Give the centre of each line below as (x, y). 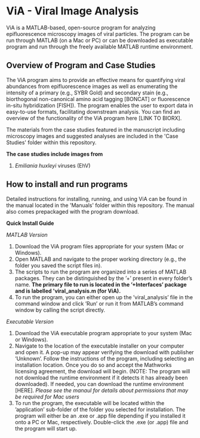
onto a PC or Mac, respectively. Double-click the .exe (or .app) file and (101, 422)
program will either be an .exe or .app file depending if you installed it (100, 416)
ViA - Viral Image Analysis (73, 11)
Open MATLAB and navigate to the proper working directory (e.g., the (100, 259)
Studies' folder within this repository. (51, 142)
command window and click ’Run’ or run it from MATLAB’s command (99, 303)
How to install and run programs (67, 185)
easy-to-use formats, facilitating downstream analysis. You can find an (93, 111)
